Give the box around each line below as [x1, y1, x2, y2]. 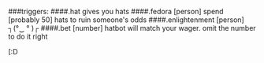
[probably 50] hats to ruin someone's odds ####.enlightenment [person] [8, 15, 244, 24]
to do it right [8, 31, 48, 41]
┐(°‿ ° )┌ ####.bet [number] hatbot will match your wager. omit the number [8, 24, 256, 32]
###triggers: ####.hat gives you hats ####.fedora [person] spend [8, 7, 224, 16]
